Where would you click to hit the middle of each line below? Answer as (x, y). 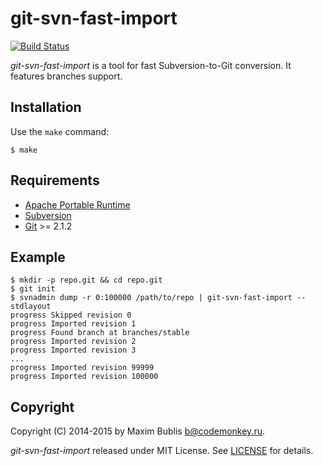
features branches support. (66, 76)
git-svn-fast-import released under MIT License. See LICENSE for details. (162, 451)
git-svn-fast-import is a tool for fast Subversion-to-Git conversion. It (151, 65)
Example (38, 257)
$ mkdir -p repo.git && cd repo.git (86, 280)
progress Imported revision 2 (73, 342)
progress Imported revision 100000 (84, 377)
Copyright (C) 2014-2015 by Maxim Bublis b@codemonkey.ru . (137, 431)
